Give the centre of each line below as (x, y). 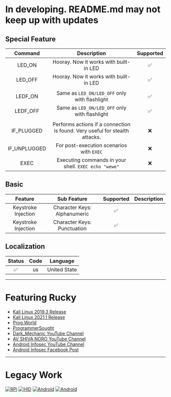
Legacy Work (34, 375)
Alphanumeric (72, 214)
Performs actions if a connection (92, 124)
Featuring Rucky (41, 297)
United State (62, 270)
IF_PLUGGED (27, 131)
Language (62, 261)
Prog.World (24, 323)
